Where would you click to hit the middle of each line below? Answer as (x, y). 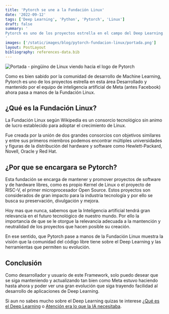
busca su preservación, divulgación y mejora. (52, 201)
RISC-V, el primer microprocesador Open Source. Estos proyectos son (78, 190)
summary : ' (17, 29)
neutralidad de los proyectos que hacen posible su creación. (68, 227)
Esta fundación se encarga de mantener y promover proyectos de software (83, 179)
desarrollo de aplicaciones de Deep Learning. (52, 291)
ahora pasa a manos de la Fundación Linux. (50, 92)
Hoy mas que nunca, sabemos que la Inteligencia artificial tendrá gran (78, 211)
